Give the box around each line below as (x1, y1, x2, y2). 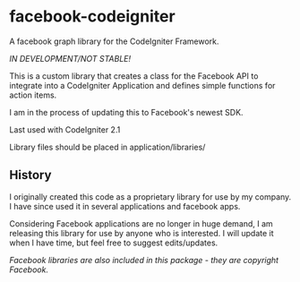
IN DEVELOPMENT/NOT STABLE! (9, 53, 132, 64)
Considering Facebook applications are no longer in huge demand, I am (9, 218, 273, 229)
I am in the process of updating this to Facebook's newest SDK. (9, 107, 244, 117)
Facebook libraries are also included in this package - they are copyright (9, 254, 279, 265)
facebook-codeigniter (9, 6, 176, 27)
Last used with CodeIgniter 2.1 (9, 124, 121, 135)
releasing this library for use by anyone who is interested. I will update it (9, 227, 275, 238)
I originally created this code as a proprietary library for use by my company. (9, 191, 292, 202)
